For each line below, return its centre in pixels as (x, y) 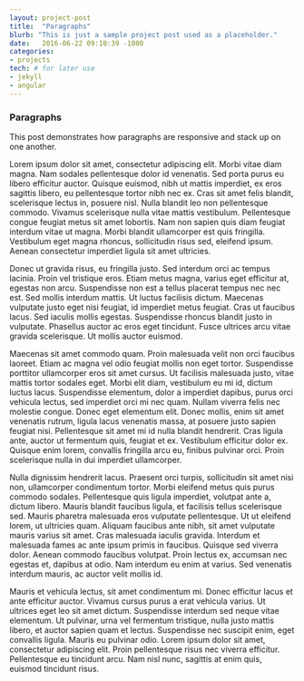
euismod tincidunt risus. (54, 668)
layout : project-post (50, 18)
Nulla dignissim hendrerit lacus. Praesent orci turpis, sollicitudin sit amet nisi (152, 477)
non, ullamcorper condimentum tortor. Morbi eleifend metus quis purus (142, 487)
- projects (30, 60)
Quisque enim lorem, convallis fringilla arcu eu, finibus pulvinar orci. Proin (147, 449)
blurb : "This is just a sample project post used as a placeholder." (144, 35)
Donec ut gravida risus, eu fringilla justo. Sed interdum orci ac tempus (140, 268)
